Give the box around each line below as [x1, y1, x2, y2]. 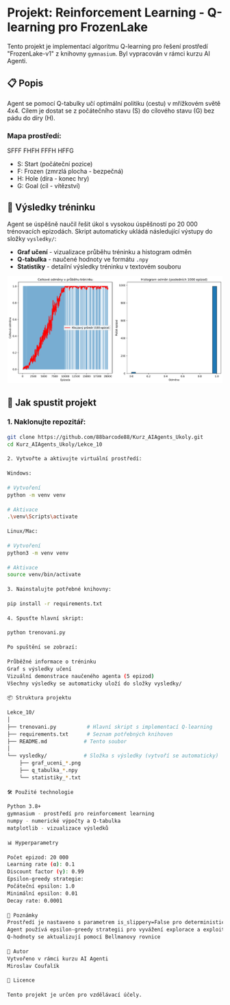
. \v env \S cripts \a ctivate [7, 513, 78, 520]
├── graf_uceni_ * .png [19, 760, 81, 767]
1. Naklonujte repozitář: [7, 417, 86, 427]
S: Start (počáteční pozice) [16, 160, 93, 168]
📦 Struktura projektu [7, 695, 72, 701]
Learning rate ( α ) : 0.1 [7, 861, 75, 868]
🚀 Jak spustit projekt [7, 396, 97, 408]
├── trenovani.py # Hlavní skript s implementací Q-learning [7, 723, 213, 730]
